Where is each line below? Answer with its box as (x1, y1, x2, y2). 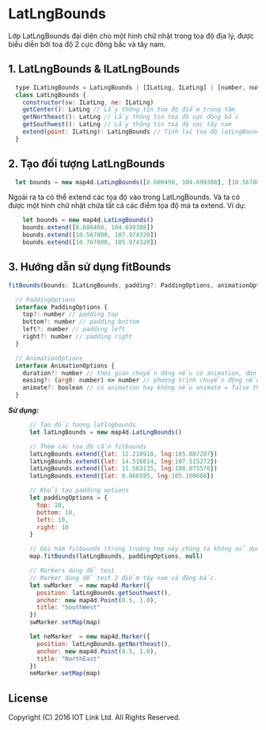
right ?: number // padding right (22, 332, 133, 340)
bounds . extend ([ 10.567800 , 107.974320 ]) (22, 231, 158, 239)
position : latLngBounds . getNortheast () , (36, 640, 172, 647)
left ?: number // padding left (22, 325, 126, 333)
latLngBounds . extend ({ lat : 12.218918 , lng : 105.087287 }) (28, 450, 218, 458)
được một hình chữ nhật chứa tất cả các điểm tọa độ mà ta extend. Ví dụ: (8, 201, 246, 210)
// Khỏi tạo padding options (28, 486, 129, 494)
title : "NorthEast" (36, 655, 101, 663)
